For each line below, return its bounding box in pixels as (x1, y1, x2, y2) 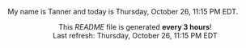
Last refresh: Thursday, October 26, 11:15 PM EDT (53, 31, 218, 40)
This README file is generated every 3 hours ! (58, 22, 212, 31)
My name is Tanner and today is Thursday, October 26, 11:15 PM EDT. (7, 7, 239, 16)
